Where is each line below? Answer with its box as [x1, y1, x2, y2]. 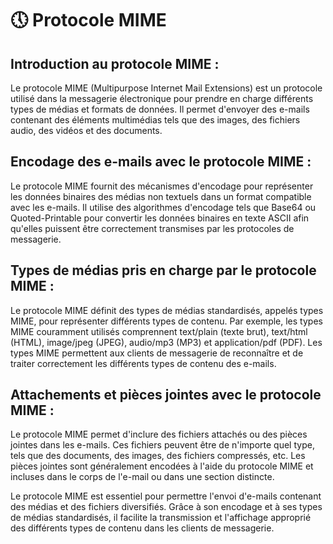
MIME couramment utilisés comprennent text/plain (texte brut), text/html [10, 325, 308, 337]
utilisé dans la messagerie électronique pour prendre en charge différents [10, 93, 314, 104]
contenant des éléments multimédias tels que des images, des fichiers [10, 114, 301, 126]
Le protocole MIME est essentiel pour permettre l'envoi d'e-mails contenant [10, 490, 322, 502]
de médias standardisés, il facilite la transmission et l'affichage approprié [10, 512, 312, 524]
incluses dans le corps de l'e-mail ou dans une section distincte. [10, 471, 275, 483]
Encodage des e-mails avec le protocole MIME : [10, 153, 312, 171]
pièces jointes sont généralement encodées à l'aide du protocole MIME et [10, 460, 314, 472]
